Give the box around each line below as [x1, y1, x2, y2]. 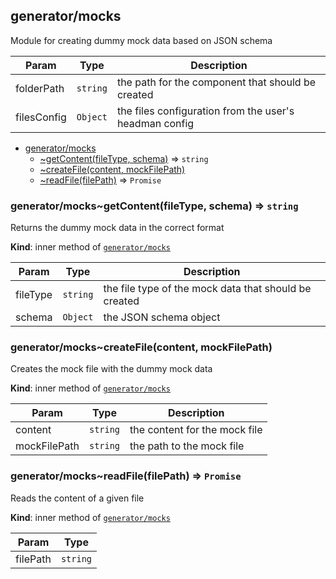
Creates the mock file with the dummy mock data [10, 363, 213, 375]
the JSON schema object [103, 310, 221, 324]
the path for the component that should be [116, 75, 317, 89]
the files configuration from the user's [116, 104, 295, 118]
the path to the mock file [129, 439, 245, 453]
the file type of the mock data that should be [103, 282, 312, 296]
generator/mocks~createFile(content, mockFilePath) [10, 340, 273, 354]
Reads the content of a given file [10, 492, 145, 504]
